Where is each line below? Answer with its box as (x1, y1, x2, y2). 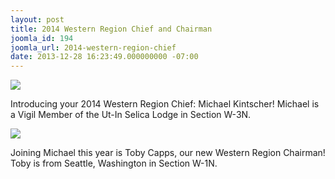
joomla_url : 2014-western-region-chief (10, 42, 177, 53)
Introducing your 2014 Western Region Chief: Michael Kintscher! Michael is (10, 98, 320, 110)
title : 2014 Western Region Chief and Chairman (10, 24, 213, 34)
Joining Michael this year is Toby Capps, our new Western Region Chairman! (10, 147, 326, 159)
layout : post (10, 14, 65, 25)
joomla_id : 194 (10, 33, 74, 43)
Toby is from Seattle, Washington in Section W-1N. (10, 157, 218, 170)
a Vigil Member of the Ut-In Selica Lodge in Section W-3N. (10, 109, 252, 121)
